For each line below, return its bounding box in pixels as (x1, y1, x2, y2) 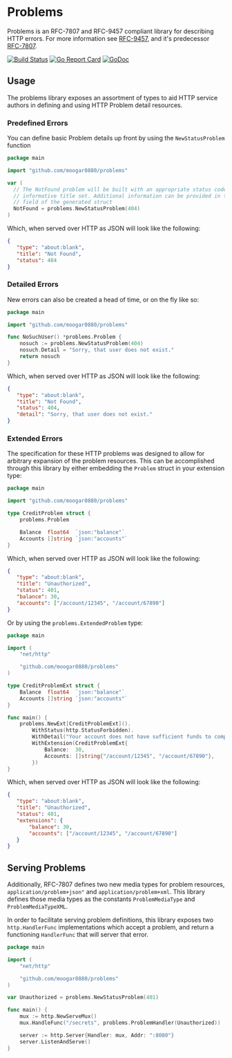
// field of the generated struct (13, 198, 113, 206)
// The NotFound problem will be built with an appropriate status (13, 186, 212, 193)
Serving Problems (7, 862, 86, 873)
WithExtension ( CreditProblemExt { (32, 740, 128, 747)
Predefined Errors (7, 118, 68, 128)
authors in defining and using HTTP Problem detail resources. (7, 101, 183, 109)
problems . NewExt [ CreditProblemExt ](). (19, 721, 131, 727)
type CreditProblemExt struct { (7, 683, 100, 689)
